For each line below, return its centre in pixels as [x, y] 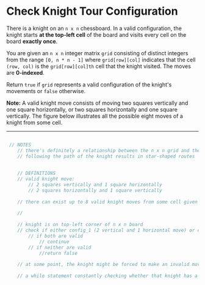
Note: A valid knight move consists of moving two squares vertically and [97, 103]
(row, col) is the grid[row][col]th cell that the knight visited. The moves [99, 66]
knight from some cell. [34, 122]
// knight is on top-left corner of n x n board [80, 225]
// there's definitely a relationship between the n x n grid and [103, 150]
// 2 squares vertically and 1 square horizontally [95, 185]
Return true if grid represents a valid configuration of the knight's [89, 85]
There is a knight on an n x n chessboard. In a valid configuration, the [94, 28]
